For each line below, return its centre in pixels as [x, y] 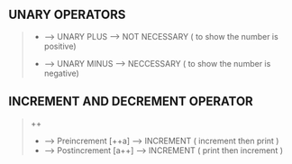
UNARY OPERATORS [67, 15]
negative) [62, 73]
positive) [60, 46]
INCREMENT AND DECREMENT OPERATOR [131, 101]
